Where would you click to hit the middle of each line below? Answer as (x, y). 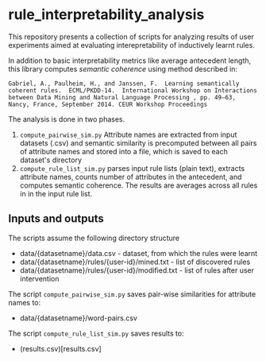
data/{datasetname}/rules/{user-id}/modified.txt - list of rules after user (137, 270)
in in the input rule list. (56, 193)
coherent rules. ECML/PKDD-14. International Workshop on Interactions (133, 90)
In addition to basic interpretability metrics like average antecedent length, (130, 60)
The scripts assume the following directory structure (94, 238)
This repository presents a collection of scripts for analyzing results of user (131, 37)
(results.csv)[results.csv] (60, 348)
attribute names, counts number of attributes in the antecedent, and (131, 177)
